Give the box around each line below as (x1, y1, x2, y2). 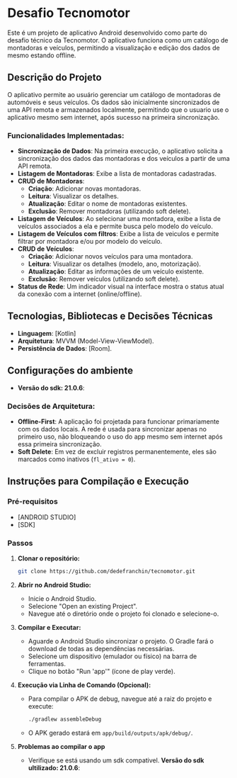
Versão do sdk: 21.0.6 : (17, 383, 85, 392)
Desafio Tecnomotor (7, 5, 131, 21)
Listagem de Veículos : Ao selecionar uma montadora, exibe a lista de (17, 215, 221, 223)
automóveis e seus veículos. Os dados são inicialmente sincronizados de (7, 98, 220, 106)
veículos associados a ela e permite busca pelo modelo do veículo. (17, 222, 214, 231)
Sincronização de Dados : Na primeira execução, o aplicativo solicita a (17, 147, 223, 155)
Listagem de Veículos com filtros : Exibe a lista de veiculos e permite (17, 230, 219, 238)
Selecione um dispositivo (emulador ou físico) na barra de (28, 652, 197, 660)
